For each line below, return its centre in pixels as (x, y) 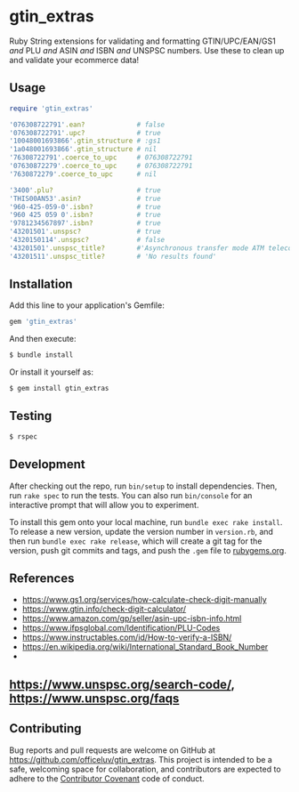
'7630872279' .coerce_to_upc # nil (83, 174)
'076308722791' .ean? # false (87, 125)
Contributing (45, 728)
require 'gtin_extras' (51, 109)
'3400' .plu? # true (85, 190)
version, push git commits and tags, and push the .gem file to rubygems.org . (148, 550)
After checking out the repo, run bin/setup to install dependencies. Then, (143, 486)
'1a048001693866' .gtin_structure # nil (83, 150)
